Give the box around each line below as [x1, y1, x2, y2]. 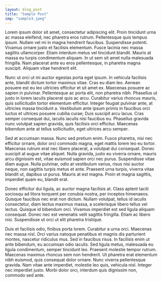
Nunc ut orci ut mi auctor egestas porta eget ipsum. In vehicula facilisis [5, 74, 147, 80]
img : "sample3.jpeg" [5, 16, 47, 21]
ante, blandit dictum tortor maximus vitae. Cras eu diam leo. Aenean [5, 80, 141, 86]
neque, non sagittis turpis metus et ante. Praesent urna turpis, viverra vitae [5, 166, 154, 172]
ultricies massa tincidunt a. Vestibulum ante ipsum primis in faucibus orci [5, 105, 150, 111]
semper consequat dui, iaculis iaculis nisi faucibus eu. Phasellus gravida [5, 116, 149, 121]
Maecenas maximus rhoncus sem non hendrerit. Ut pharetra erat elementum [5, 252, 158, 258]
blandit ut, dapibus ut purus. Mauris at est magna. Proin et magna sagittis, [5, 171, 152, 177]
